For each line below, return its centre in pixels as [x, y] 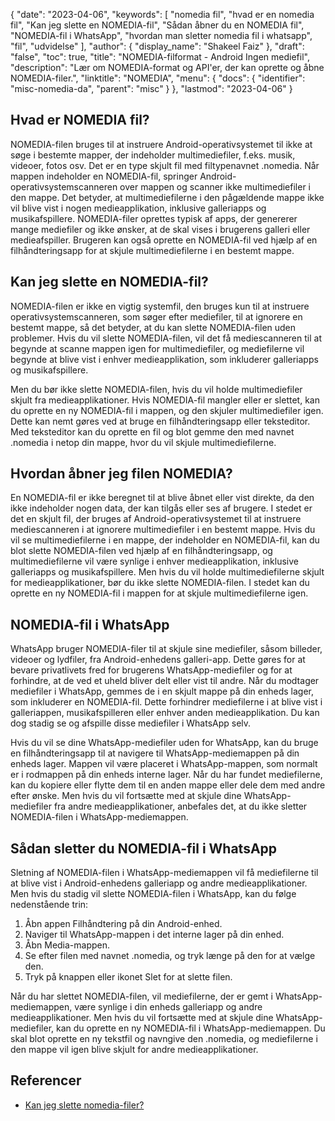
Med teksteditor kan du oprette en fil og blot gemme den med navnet [152, 431]
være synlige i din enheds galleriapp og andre [168, 1007]
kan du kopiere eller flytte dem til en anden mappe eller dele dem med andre [168, 785]
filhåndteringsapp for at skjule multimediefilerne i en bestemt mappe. [152, 250]
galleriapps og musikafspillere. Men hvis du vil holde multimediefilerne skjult [167, 572]
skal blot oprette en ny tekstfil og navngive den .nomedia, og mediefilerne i [164, 1039]
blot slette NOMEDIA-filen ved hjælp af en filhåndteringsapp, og [141, 551]
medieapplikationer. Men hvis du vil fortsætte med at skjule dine [142, 1018]
